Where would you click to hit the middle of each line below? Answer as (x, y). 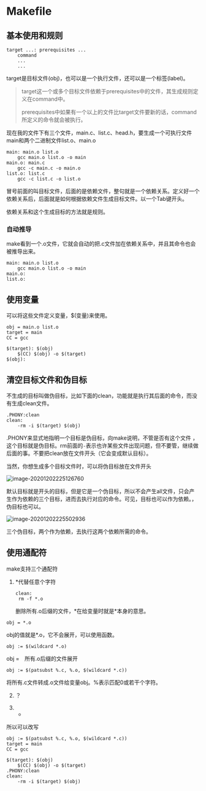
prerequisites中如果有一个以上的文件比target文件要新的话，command (109, 112)
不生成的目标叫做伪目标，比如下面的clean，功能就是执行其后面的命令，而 (99, 395)
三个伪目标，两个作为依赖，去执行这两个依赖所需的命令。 (79, 531)
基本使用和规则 (35, 35)
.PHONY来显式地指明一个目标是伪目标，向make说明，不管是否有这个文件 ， (102, 438)
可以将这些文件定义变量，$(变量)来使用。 (59, 316)
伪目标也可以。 (25, 506)
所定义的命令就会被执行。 (54, 120)
